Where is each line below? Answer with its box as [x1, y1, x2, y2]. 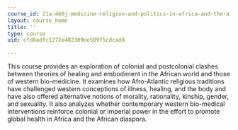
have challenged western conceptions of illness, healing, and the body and [7, 85, 227, 93]
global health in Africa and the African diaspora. [7, 114, 147, 124]
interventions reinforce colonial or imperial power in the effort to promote [7, 107, 220, 116]
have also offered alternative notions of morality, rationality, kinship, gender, [7, 93, 229, 101]
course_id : [7, 10, 40, 18]
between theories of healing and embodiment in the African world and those [7, 70, 230, 78]
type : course [7, 30, 46, 37]
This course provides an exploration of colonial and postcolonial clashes [7, 62, 218, 71]
